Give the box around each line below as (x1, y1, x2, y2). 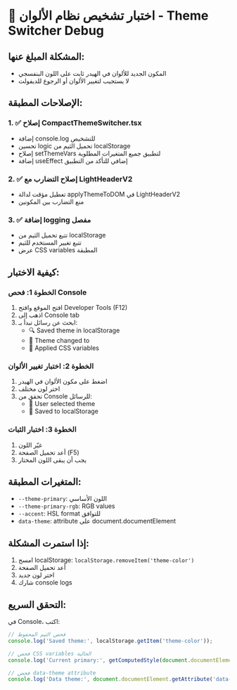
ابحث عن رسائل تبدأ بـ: (18, 318, 78, 327)
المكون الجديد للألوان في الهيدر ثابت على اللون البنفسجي (18, 70, 167, 77)
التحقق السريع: (8, 599, 66, 611)
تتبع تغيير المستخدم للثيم (18, 238, 82, 247)
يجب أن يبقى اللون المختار (18, 455, 87, 464)
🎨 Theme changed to (28, 336, 90, 344)
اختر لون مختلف (18, 384, 60, 393)
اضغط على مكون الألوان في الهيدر (18, 377, 108, 386)
